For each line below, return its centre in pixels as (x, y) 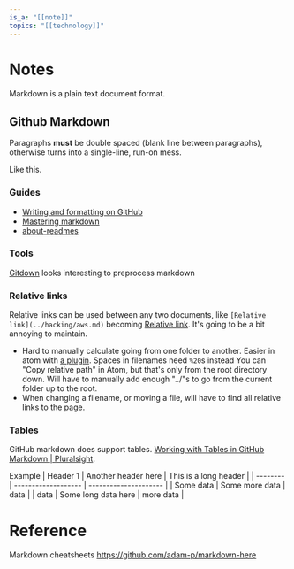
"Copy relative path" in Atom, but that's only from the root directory (144, 370)
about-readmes (50, 230)
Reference (48, 531)
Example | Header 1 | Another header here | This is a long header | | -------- (147, 476)
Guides (25, 193)
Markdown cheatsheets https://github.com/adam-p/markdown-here (133, 555)
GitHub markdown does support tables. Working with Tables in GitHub (137, 450)
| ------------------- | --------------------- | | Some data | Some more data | (147, 485)
